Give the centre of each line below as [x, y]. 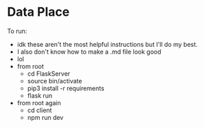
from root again [39, 103]
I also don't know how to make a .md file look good [89, 52]
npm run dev [45, 117]
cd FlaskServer [49, 74]
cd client [39, 110]
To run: [17, 31]
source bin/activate [55, 81]
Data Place [38, 12]
